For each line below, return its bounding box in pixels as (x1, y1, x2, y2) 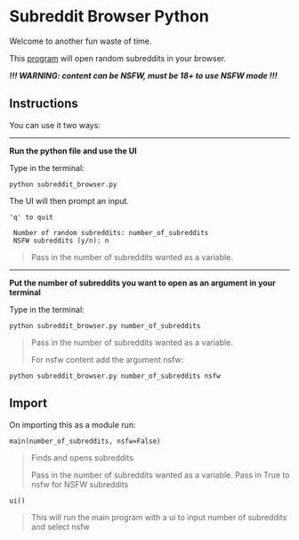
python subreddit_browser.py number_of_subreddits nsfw (9, 372, 221, 380)
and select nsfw (30, 521, 91, 532)
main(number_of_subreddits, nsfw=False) (9, 437, 162, 446)
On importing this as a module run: (9, 419, 136, 430)
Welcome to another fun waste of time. (9, 36, 152, 46)
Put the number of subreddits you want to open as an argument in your (9, 277, 276, 288)
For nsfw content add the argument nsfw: (30, 354, 184, 364)
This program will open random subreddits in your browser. (9, 53, 227, 63)
